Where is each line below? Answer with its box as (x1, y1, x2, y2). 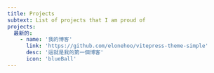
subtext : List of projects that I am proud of (7, 17, 146, 24)
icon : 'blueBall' (25, 56, 77, 63)
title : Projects (7, 10, 55, 17)
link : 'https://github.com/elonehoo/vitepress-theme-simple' (25, 42, 209, 49)
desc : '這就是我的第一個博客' (25, 49, 104, 56)
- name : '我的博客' (20, 36, 72, 43)
